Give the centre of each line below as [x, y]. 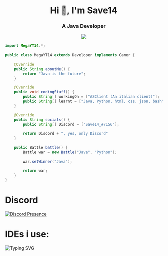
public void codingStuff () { [44, 92]
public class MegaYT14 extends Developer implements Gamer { [70, 55]
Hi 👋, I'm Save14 [84, 10]
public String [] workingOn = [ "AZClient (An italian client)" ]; [91, 97]
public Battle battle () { [41, 147]
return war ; [36, 171]
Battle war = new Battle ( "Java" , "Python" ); [70, 152]
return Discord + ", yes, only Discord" [66, 134]
